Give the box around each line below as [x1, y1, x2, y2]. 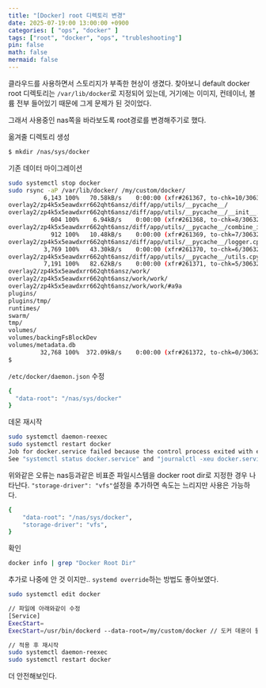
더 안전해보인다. [8, 671, 58, 681]
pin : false [8, 41, 44, 49]
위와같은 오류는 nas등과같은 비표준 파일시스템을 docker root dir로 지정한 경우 [8, 470, 248, 480]
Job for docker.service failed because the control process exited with [8, 448, 253, 456]
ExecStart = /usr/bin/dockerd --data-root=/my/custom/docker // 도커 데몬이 [8, 627, 252, 635]
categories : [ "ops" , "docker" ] [8, 26, 119, 34]
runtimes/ [8, 304, 41, 312]
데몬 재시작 [8, 417, 43, 426]
